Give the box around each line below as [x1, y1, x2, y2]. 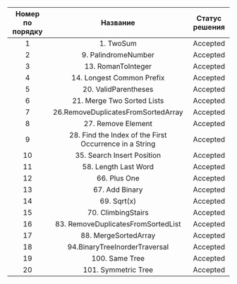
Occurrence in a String [80, 139, 156, 149]
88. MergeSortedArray [80, 230, 156, 240]
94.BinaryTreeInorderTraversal [67, 242, 169, 252]
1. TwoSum [99, 39, 138, 48]
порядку [12, 27, 43, 36]
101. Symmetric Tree [83, 265, 154, 274]
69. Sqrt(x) [99, 197, 136, 206]
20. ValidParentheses [82, 85, 154, 94]
